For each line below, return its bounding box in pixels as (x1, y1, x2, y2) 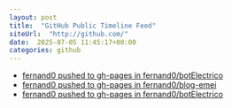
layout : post (9, 12, 58, 22)
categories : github (9, 46, 81, 55)
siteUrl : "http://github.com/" (9, 29, 128, 38)
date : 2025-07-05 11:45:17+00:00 (9, 37, 137, 47)
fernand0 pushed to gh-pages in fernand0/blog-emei (21, 80, 217, 90)
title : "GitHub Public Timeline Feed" (9, 21, 157, 30)
